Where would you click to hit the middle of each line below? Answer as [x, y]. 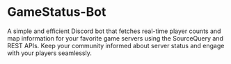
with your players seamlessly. [49, 53]
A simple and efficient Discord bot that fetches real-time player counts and [114, 31]
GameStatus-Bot [57, 12]
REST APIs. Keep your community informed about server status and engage [116, 45]
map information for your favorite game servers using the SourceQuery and [115, 38]
